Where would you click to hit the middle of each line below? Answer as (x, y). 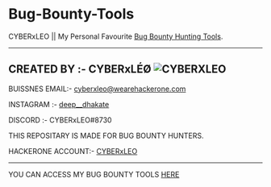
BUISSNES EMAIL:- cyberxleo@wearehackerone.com (97, 89)
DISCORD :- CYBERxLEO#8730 (60, 120)
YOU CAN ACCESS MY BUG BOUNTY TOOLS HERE (94, 174)
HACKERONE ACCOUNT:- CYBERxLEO (73, 151)
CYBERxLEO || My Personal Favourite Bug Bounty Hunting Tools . (116, 36)
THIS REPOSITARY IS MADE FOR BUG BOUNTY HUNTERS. (106, 135)
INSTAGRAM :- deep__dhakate (59, 104)
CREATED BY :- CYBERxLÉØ (80, 69)
